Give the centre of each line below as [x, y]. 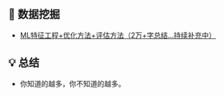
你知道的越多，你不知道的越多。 [72, 83]
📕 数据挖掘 [34, 14]
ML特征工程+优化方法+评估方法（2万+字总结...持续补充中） [118, 35]
